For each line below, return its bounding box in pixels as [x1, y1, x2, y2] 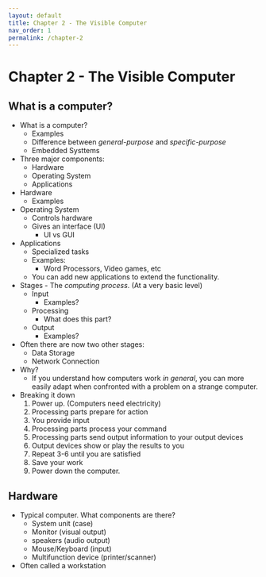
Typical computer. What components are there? [19, 510, 176, 520]
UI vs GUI [43, 230, 75, 240]
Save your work [31, 458, 83, 467]
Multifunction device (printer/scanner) [31, 552, 156, 562]
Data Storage [31, 348, 75, 358]
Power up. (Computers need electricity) [31, 398, 161, 409]
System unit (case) [31, 519, 94, 529]
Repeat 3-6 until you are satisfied [31, 449, 141, 459]
